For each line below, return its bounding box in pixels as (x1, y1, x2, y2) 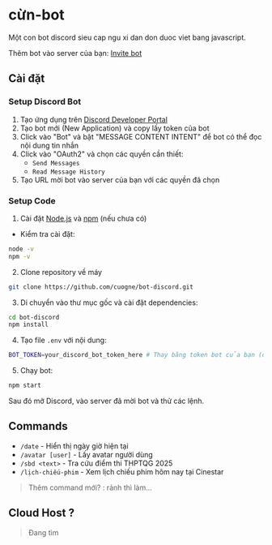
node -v (8, 245, 35, 253)
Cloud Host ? (8, 506, 75, 520)
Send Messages (32, 159, 80, 167)
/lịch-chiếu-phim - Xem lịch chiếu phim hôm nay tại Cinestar (19, 466, 224, 476)
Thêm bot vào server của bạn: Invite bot (8, 48, 142, 58)
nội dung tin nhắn (19, 140, 79, 150)
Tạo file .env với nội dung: (19, 335, 107, 345)
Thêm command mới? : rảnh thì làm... (28, 483, 152, 492)
